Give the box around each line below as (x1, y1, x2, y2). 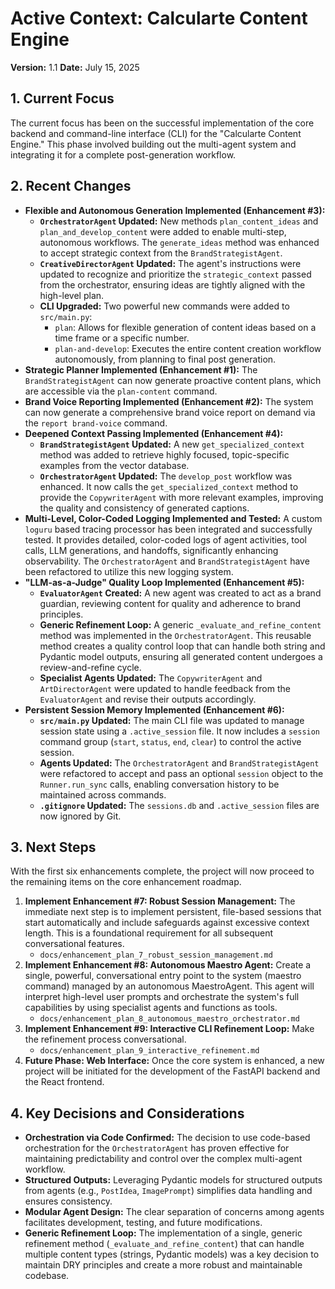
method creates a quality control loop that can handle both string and (39, 640, 326, 652)
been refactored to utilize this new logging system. (24, 565, 234, 577)
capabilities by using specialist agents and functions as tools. (24, 1002, 278, 1014)
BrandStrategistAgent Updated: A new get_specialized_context (39, 438, 305, 450)
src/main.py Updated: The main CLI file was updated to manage (39, 714, 305, 726)
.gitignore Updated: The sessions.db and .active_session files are (39, 799, 320, 811)
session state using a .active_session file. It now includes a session (39, 725, 321, 737)
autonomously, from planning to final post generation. (54, 353, 277, 365)
